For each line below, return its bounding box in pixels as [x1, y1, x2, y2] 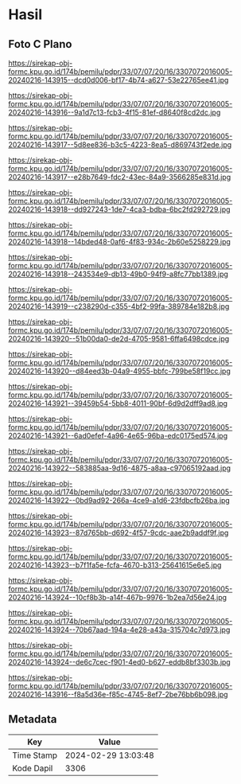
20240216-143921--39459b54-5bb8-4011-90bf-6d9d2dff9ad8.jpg [8, 399, 228, 408]
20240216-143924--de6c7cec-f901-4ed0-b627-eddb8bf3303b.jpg [8, 657, 231, 666]
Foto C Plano [8, 37, 72, 51]
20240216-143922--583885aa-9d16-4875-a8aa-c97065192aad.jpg [8, 463, 231, 473]
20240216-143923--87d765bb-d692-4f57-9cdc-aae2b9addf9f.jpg [8, 528, 229, 537]
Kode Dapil [12, 763, 53, 774]
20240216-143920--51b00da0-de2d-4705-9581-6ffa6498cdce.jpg [8, 334, 230, 343]
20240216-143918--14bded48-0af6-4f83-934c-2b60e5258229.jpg [8, 237, 231, 246]
